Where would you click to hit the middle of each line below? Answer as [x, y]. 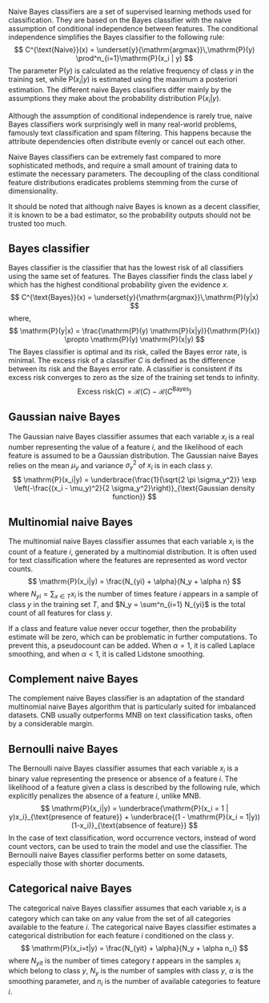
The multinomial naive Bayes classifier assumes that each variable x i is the [131, 542]
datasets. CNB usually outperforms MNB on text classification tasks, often [130, 715]
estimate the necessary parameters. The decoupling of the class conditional [134, 174]
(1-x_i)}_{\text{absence [109, 825]
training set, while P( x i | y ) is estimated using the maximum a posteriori [123, 80]
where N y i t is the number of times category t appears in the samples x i [124, 961]
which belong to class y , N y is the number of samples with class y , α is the [131, 972]
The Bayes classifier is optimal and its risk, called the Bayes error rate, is [128, 352]
